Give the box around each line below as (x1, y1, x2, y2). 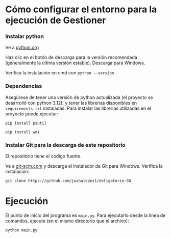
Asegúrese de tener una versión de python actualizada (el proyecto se (5, 94, 153, 101)
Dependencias (5, 83, 42, 90)
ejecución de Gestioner (5, 14, 106, 26)
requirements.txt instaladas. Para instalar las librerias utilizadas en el (5, 105, 152, 111)
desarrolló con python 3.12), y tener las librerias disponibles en (5, 100, 137, 106)
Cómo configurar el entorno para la (5, 4, 157, 15)
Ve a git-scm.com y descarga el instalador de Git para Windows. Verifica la (5, 163, 163, 169)
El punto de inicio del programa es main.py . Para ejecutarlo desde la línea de (5, 212, 166, 219)
